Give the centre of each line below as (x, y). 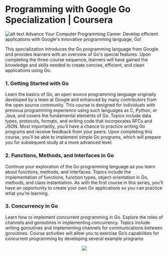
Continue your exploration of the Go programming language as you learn (80, 166)
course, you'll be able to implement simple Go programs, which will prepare (83, 137)
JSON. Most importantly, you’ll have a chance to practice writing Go (75, 126)
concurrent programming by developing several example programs (74, 238)
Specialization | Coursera (59, 20)
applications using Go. (28, 70)
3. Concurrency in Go (32, 206)
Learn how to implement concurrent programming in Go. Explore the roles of (84, 217)
